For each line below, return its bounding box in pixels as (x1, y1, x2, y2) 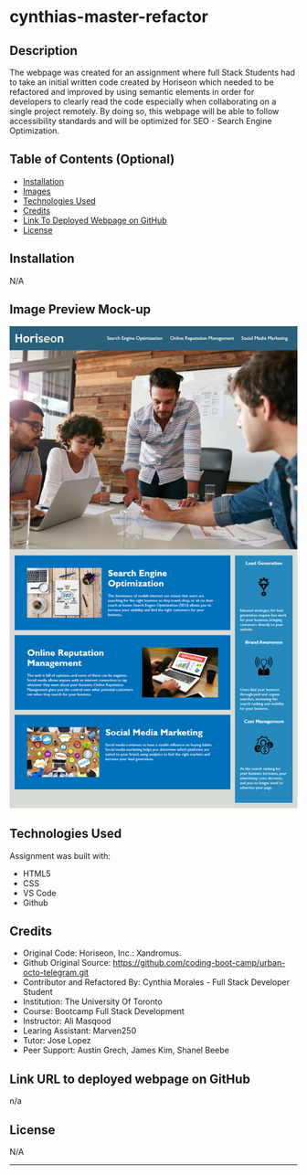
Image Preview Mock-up (9, 302, 152, 317)
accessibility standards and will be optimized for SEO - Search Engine (9, 116, 272, 126)
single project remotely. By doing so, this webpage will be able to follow (9, 106, 280, 116)
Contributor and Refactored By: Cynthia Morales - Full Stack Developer (22, 977, 291, 988)
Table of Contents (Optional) (9, 152, 175, 167)
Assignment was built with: (9, 850, 111, 861)
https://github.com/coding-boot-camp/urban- (112, 958, 286, 969)
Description (9, 43, 78, 58)
